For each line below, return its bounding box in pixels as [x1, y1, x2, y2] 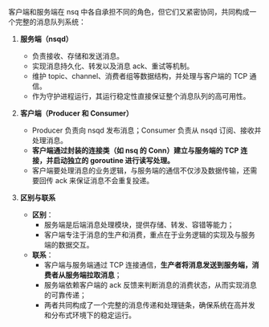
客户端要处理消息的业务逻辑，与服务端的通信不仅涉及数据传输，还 [31, 166, 251, 175]
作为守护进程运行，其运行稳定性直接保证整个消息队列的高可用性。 [31, 92, 251, 100]
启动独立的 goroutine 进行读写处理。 [53, 156, 175, 165]
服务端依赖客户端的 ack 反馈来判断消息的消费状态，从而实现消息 [43, 280, 257, 289]
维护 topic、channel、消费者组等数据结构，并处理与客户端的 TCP [31, 72, 248, 80]
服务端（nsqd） [19, 35, 74, 43]
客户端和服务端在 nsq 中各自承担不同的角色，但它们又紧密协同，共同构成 [8, 7, 251, 16]
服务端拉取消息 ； [65, 270, 122, 280]
